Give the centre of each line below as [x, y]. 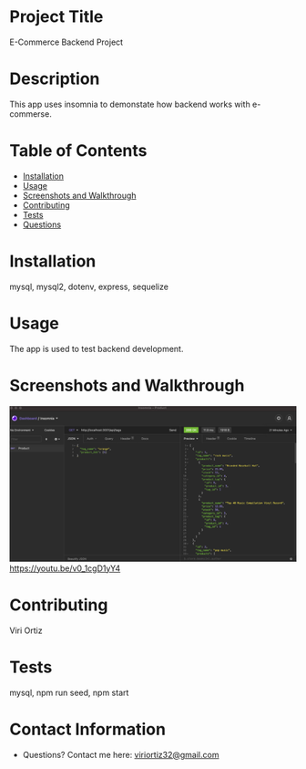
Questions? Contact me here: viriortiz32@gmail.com [121, 754]
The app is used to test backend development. [97, 348]
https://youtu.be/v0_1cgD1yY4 [65, 568]
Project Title [56, 17]
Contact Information [88, 729]
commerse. [31, 114]
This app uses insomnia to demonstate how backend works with [130, 104]
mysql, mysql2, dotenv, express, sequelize [89, 286]
